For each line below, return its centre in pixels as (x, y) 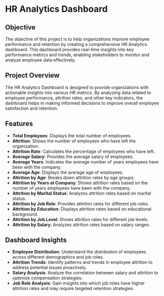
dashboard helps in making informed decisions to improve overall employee (82, 103)
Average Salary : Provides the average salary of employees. (73, 157)
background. (25, 214)
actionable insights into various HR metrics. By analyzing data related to (78, 93)
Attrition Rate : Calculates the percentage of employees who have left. (83, 151)
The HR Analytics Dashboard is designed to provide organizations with (77, 87)
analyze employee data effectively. (41, 60)
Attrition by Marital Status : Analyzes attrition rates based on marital (82, 193)
